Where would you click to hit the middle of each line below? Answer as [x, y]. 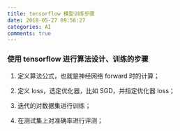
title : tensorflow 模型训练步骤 [51, 14]
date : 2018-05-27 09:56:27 [46, 20]
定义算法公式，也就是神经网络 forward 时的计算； [89, 76]
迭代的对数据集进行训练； [54, 105]
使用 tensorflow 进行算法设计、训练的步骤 [78, 59]
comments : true [29, 33]
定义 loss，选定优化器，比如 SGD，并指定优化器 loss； [96, 90]
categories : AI [29, 27]
